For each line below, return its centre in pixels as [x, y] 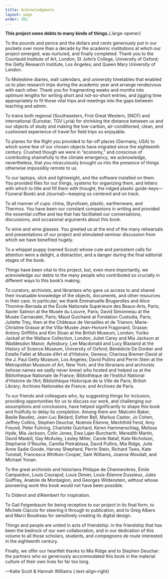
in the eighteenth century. [32, 541]
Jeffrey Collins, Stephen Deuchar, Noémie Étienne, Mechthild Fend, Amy [80, 423]
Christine [15, 328]
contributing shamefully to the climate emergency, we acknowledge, [76, 157]
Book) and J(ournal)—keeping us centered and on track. [82, 194]
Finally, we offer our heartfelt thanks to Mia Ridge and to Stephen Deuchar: [82, 551]
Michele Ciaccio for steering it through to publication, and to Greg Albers [80, 510]
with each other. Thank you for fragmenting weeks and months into [75, 90]
